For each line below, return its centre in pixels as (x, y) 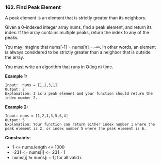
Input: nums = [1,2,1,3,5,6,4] (37, 116)
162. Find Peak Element (33, 7)
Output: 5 (15, 120)
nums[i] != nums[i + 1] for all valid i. (47, 158)
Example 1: (16, 76)
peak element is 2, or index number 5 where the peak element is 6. (76, 129)
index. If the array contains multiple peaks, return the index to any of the (77, 33)
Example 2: (16, 107)
